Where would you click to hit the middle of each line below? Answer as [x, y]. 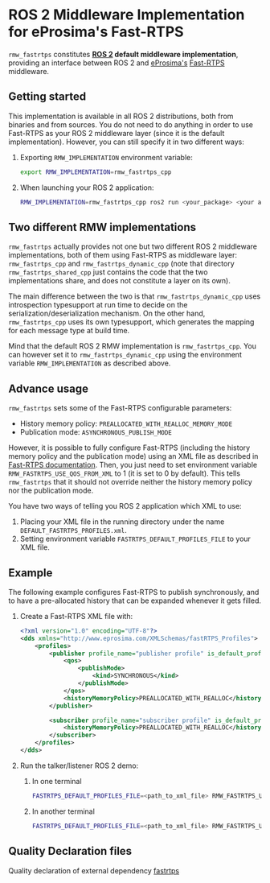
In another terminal [63, 811]
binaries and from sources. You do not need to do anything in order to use [131, 124]
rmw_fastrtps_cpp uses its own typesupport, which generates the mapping [131, 322]
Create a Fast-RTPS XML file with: [76, 616]
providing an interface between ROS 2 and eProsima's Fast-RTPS [117, 63]
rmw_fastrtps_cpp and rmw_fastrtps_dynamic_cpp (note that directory [121, 264]
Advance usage [48, 388]
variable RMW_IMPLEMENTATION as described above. [90, 363]
